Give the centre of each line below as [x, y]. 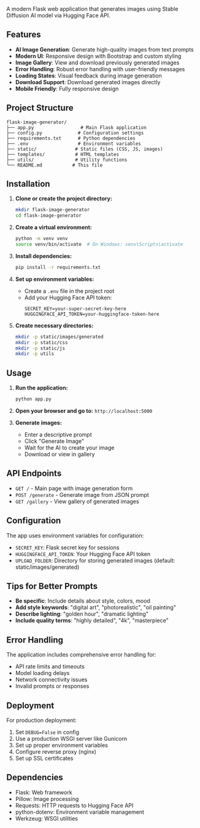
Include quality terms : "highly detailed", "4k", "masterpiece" [92, 620]
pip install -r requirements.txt [58, 267]
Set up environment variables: [55, 279]
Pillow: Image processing [47, 799]
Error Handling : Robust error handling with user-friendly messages [100, 69]
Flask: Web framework [44, 792]
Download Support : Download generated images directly [88, 82]
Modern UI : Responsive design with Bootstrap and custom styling [98, 56]
